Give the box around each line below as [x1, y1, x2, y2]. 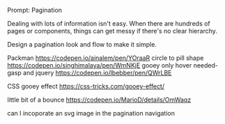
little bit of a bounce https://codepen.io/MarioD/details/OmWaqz [7, 95, 192, 104]
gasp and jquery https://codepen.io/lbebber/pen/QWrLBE [7, 69, 172, 77]
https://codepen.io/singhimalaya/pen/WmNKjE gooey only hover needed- [7, 61, 218, 69]
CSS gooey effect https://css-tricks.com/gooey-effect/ [7, 82, 165, 90]
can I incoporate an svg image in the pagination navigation [7, 109, 176, 117]
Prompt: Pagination [7, 6, 63, 14]
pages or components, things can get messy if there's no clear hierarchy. [7, 27, 218, 35]
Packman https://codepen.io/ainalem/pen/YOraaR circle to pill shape [7, 54, 204, 62]
